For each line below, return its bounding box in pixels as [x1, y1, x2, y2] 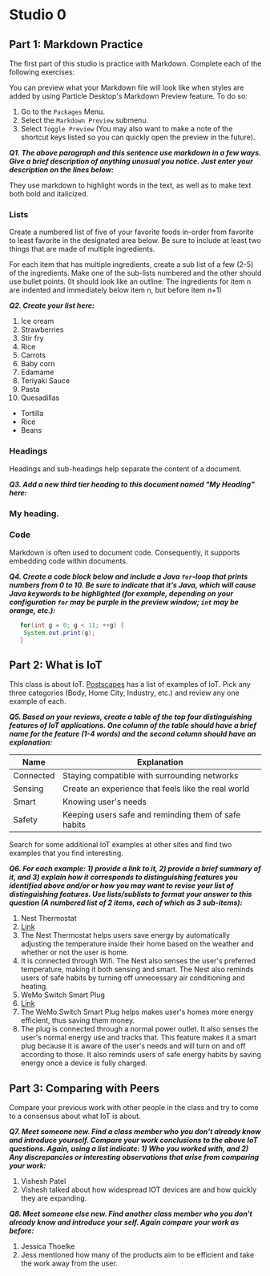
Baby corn [20, 359, 55, 369]
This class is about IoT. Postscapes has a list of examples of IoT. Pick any [9, 680, 251, 689]
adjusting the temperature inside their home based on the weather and [20, 939, 255, 949]
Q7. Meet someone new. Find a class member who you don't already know [9, 1127, 261, 1137]
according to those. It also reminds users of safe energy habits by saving [20, 1050, 262, 1060]
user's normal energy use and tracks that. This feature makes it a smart [20, 1032, 257, 1043]
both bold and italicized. [9, 189, 89, 198]
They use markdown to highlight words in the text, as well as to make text [9, 180, 252, 190]
